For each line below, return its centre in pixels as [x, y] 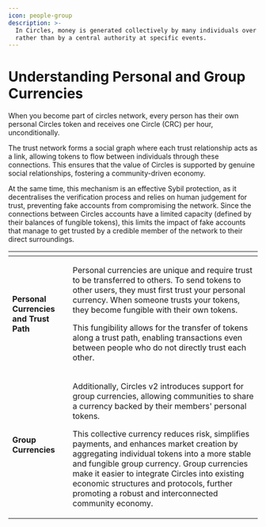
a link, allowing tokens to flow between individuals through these [114, 156]
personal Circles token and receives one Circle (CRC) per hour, [111, 125]
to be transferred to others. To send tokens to [157, 280]
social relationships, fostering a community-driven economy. [107, 173]
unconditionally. [34, 133]
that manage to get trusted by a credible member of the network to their [125, 231]
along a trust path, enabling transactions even [158, 338]
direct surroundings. [42, 240]
